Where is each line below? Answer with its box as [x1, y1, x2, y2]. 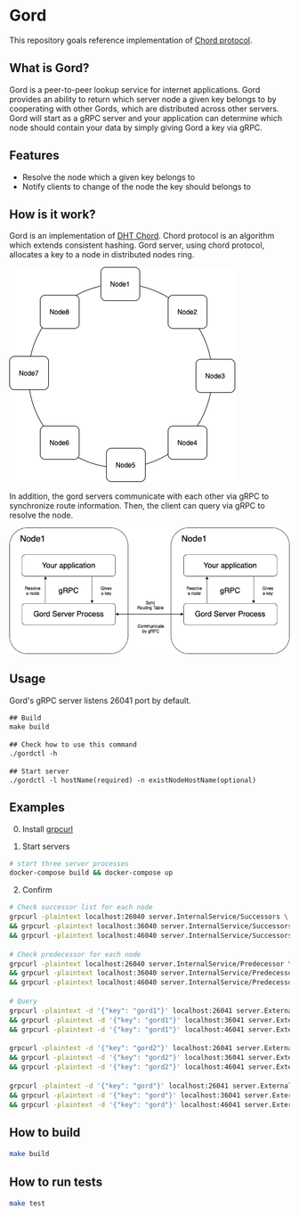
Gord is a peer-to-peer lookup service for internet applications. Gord [9, 84, 261, 94]
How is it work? [9, 207, 96, 222]
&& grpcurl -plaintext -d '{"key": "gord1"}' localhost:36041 [9, 1015, 245, 1024]
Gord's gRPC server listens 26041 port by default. [9, 695, 191, 705]
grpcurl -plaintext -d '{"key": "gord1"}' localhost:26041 [9, 1006, 233, 1015]
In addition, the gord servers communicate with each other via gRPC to [9, 491, 270, 501]
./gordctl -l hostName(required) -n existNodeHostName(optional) [9, 776, 256, 785]
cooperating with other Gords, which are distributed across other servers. [9, 103, 279, 114]
